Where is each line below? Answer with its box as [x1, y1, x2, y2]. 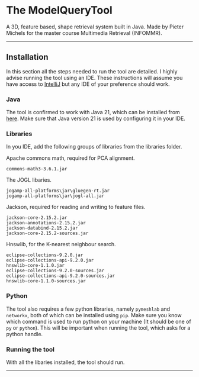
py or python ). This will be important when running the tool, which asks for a [6, 324, 191, 331]
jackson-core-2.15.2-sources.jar [6, 230, 89, 237]
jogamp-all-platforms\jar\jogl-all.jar [6, 193, 105, 199]
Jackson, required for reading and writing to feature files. [6, 204, 146, 211]
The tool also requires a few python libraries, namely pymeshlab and [6, 305, 171, 312]
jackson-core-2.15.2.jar [6, 215, 68, 221]
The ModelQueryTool [6, 4, 113, 17]
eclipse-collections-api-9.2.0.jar [6, 257, 94, 263]
